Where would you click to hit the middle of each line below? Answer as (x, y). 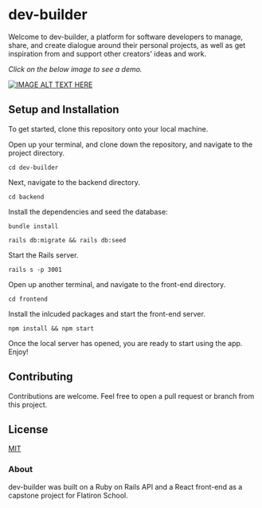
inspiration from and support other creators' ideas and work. (108, 53)
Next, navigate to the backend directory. (74, 182)
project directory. (37, 152)
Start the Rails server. (43, 255)
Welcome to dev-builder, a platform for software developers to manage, (126, 37)
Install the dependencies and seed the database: (88, 211)
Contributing (41, 377)
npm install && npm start (51, 329)
